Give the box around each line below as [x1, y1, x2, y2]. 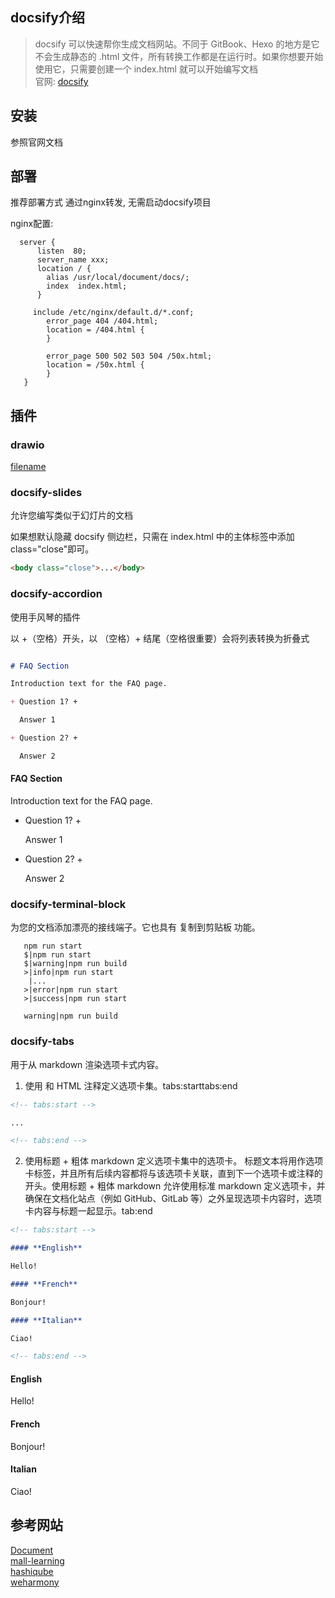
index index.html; [46, 281, 128, 292]
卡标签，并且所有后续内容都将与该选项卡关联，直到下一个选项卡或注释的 [24, 1168, 323, 1180]
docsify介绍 [10, 9, 85, 27]
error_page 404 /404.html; [46, 316, 159, 327]
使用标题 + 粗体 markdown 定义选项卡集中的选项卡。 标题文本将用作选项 [24, 1155, 324, 1167]
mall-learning [10, 1554, 65, 1567]
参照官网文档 [10, 136, 63, 148]
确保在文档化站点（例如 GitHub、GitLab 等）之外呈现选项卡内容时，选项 [24, 1193, 323, 1205]
